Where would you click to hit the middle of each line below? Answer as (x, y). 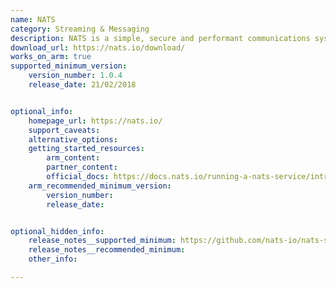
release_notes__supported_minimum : (102, 241)
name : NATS (33, 19)
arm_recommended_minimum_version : (100, 186)
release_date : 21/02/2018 (82, 85)
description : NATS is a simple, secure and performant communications (160, 38)
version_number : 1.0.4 (75, 76)
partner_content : (82, 167)
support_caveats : (64, 130)
